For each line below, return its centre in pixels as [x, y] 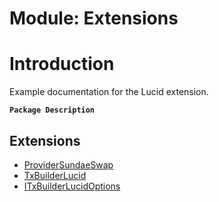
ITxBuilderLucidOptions [72, 186]
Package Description [52, 110]
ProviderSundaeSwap [68, 164]
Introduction [62, 64]
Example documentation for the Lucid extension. [109, 92]
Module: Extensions [94, 18]
